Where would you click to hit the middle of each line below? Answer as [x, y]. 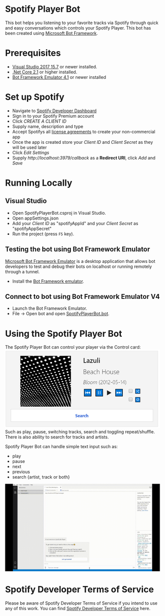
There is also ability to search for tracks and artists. [57, 437]
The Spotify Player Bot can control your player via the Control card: [73, 347]
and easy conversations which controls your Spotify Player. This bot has [78, 28]
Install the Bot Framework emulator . [48, 281]
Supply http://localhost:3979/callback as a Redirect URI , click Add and [84, 158]
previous [21, 472]
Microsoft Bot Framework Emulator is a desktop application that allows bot [80, 261]
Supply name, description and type [48, 126]
